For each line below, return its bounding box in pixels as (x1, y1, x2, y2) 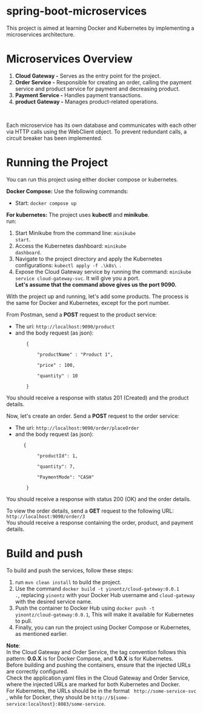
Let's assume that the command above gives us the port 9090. (15, 281, 177, 288)
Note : (6, 642, 21, 649)
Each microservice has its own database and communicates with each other (6, 121, 197, 129)
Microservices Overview (6, 52, 133, 66)
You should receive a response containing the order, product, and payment (6, 519, 193, 526)
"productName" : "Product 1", (37, 351, 113, 358)
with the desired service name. (15, 598, 93, 605)
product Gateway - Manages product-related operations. (15, 98, 159, 105)
